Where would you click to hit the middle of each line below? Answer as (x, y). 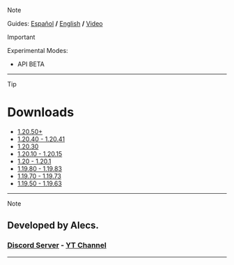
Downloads (41, 113)
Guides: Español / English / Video (55, 23)
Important (21, 37)
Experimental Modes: (38, 51)
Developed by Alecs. (53, 226)
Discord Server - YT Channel (57, 245)
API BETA (31, 64)
